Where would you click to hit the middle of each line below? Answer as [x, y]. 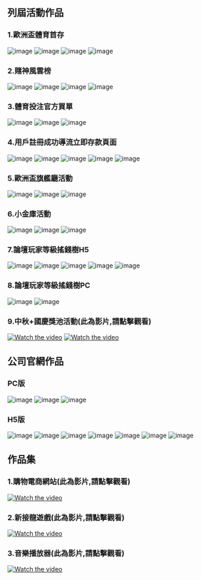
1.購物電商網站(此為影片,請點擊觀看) [69, 482]
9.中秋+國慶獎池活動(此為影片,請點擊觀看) [79, 321]
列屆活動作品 [36, 13]
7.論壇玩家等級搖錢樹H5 [48, 250]
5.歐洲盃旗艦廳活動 [40, 178]
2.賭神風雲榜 [29, 71]
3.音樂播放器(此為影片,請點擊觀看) [66, 553]
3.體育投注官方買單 [40, 106]
